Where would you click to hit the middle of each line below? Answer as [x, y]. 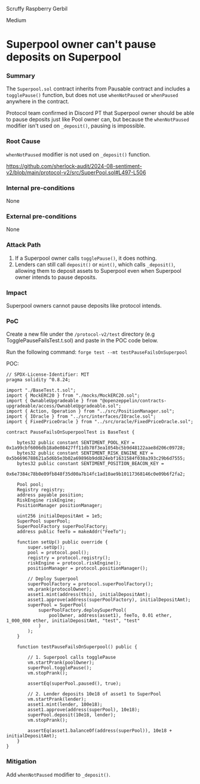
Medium [16, 20]
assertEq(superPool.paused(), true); [74, 684]
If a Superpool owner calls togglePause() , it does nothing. [86, 258]
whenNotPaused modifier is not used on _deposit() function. [79, 154]
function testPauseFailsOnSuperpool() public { [77, 647]
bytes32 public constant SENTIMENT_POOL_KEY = [76, 443]
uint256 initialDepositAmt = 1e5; [60, 516]
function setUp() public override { [63, 542]
